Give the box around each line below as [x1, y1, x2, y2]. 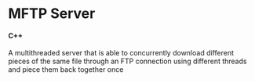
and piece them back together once [8, 65, 124, 74]
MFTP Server [8, 5, 96, 23]
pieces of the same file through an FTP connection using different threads [8, 56, 247, 66]
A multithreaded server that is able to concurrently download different [8, 48, 234, 58]
